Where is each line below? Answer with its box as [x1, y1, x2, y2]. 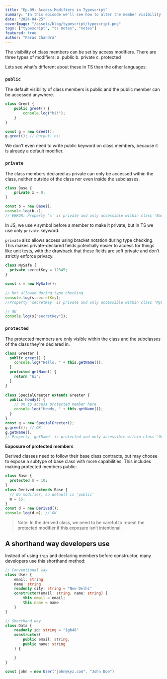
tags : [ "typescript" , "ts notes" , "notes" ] [5, 26, 97, 31]
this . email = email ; [23, 596, 66, 601]
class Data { [5, 623, 32, 628]
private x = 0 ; [14, 190, 46, 195]
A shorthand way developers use [5, 539, 110, 548]
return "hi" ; [14, 374, 41, 379]
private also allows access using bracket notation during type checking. [5, 237, 154, 243]
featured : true [5, 30, 37, 35]
